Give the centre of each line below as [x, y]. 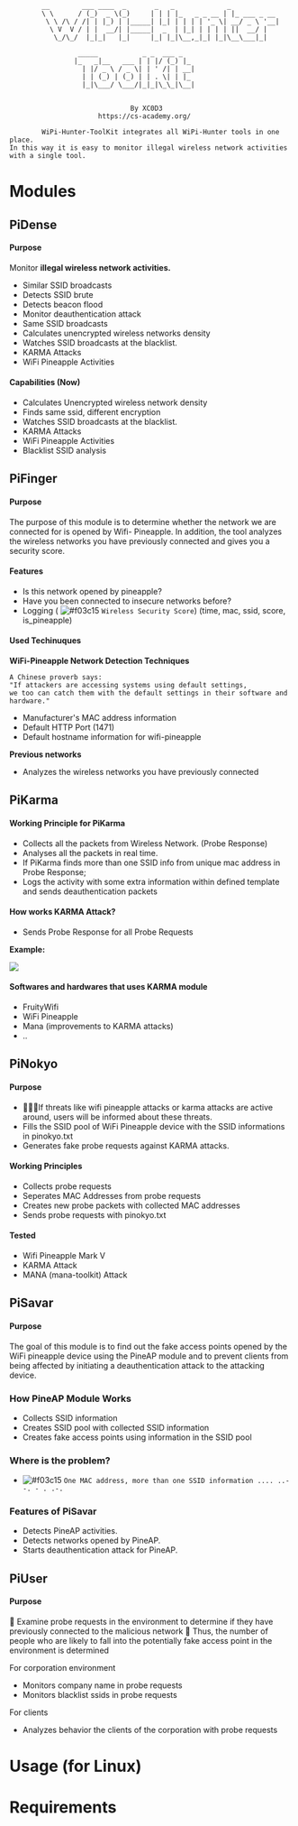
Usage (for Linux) [76, 1766]
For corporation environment [63, 1668]
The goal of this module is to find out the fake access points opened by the [149, 1346]
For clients [29, 1712]
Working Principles [46, 1167]
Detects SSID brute [58, 294]
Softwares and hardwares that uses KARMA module [108, 987]
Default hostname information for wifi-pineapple [112, 736]
